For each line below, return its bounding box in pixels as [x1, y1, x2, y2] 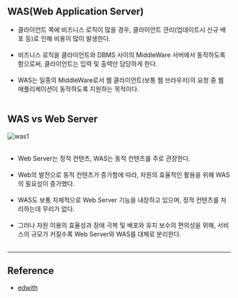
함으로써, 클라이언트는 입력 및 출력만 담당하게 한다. [17, 59, 158, 68]
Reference [7, 265, 55, 277]
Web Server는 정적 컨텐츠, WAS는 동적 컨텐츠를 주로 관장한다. [17, 154, 191, 162]
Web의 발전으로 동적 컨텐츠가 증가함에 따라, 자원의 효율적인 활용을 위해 [17, 170, 215, 179]
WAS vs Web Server [7, 113, 98, 125]
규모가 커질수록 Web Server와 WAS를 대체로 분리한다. [30, 229, 182, 238]
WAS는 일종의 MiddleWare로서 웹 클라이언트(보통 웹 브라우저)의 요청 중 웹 [17, 76, 225, 84]
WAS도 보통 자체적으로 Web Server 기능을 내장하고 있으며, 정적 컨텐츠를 [17, 195, 220, 204]
